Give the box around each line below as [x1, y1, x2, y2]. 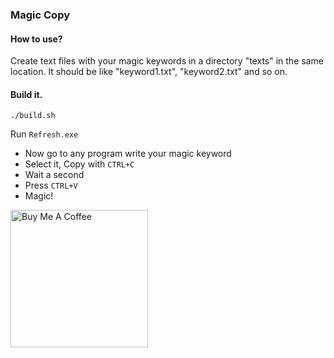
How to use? [10, 33, 63, 45]
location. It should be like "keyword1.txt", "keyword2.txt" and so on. [10, 66, 288, 78]
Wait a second [24, 169, 85, 181]
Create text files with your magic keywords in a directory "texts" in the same [10, 55, 324, 67]
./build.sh [10, 111, 56, 121]
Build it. [10, 88, 43, 100]
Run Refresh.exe [10, 128, 79, 140]
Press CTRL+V [24, 179, 78, 192]
